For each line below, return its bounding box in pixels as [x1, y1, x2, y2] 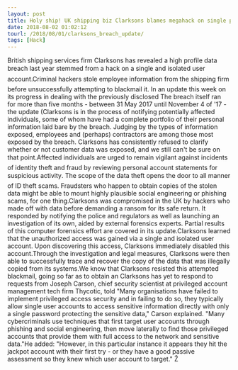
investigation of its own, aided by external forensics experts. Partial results [7, 219, 225, 228]
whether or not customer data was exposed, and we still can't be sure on [7, 145, 221, 154]
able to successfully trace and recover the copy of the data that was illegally [7, 257, 230, 266]
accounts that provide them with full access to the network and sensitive [7, 332, 220, 341]
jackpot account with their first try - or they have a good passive [7, 347, 195, 356]
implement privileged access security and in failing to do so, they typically [7, 295, 224, 303]
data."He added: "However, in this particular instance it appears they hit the [7, 340, 228, 348]
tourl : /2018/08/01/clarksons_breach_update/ [7, 30, 144, 38]
